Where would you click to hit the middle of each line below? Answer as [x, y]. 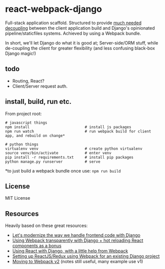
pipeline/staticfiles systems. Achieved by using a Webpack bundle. [73, 33]
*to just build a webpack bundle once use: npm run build [63, 171]
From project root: [23, 113]
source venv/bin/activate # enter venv [58, 153]
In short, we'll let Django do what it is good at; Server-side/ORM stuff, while [82, 43]
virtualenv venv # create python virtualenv [74, 149]
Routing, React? [28, 81]
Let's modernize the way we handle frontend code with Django [76, 235]
